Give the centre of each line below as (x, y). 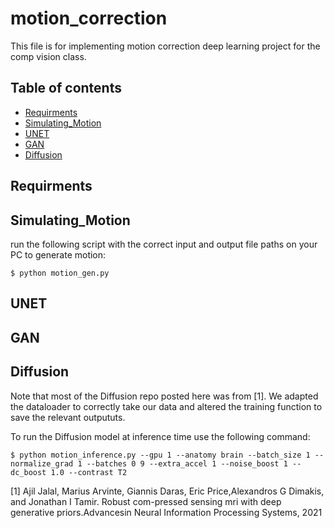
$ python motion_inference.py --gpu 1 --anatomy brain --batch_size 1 (160, 455)
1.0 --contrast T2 (89, 472)
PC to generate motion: (58, 254)
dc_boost (28, 472)
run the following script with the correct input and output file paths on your (164, 244)
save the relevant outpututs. (68, 417)
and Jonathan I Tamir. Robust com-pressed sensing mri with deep (146, 501)
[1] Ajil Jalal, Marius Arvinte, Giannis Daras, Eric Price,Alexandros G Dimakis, (167, 491)
